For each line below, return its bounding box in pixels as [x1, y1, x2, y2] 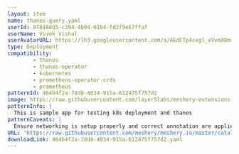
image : [7, 97, 27, 104]
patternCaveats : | [7, 116, 62, 123]
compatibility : [7, 50, 53, 57]
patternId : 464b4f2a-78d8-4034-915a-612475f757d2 [7, 89, 158, 97]
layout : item [7, 10, 46, 18]
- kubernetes [33, 70, 72, 77]
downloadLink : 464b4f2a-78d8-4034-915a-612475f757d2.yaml [7, 136, 183, 143]
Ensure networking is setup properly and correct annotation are [14, 122, 212, 130]
